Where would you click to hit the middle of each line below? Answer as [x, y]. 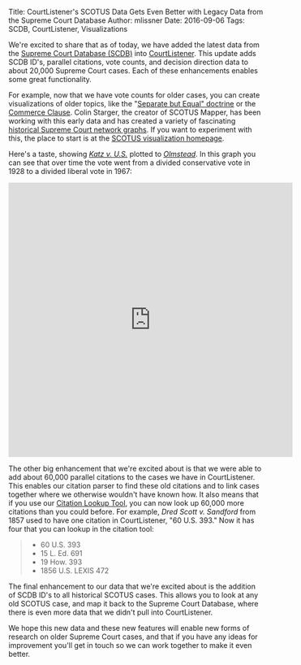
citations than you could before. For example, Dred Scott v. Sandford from [132, 512]
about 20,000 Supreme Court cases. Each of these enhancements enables [133, 71]
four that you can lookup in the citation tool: [81, 529]
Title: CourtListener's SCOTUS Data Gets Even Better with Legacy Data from [136, 12]
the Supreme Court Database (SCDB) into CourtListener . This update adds [133, 53]
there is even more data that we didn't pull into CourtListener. [111, 612]
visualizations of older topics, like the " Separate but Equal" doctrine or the [132, 104]
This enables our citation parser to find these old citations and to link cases [134, 486]
